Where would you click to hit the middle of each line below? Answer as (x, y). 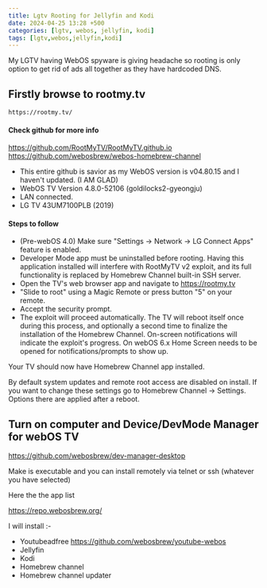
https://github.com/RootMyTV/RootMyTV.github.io (90, 147)
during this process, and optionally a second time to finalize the (124, 326)
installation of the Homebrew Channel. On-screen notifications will (128, 335)
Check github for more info (54, 130)
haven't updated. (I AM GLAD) (69, 180)
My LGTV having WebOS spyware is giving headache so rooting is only (124, 61)
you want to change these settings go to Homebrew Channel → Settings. (127, 390)
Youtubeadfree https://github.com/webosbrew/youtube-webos (123, 542)
